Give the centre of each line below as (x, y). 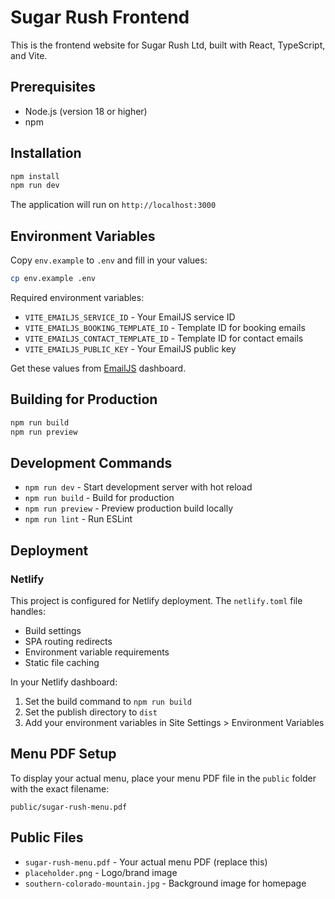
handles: (28, 612)
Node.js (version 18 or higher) (86, 111)
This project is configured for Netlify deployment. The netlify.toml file (156, 601)
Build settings (53, 631)
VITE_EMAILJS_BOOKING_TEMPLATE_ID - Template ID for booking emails (165, 327)
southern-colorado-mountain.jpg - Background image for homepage (165, 883)
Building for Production (84, 399)
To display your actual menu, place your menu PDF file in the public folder (163, 778)
